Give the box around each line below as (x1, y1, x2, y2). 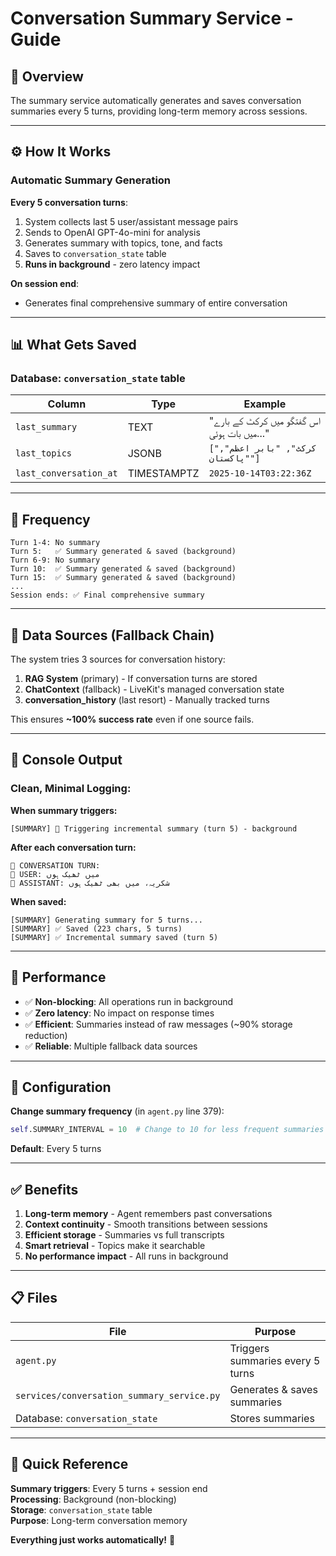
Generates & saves (229, 1382, 318, 1396)
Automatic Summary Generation (10, 173, 172, 187)
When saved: (10, 895, 67, 907)
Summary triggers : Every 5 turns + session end (10, 1482, 208, 1494)
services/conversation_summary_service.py (15, 1390, 221, 1401)
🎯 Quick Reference (10, 1456, 129, 1473)
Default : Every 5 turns (10, 1143, 102, 1155)
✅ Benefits (10, 1181, 79, 1198)
